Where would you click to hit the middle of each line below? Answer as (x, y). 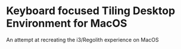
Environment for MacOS (67, 23)
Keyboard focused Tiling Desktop (91, 11)
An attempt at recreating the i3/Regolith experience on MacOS (82, 40)
